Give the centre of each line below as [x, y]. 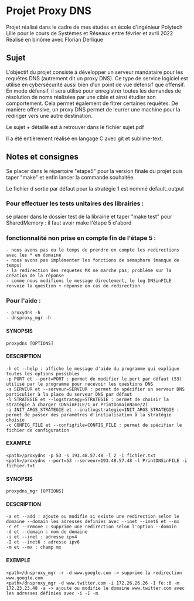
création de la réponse [35, 276]
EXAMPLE [18, 443]
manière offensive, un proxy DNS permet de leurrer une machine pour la [93, 109]
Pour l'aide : [23, 301]
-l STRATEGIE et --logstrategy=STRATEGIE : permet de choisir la [87, 399]
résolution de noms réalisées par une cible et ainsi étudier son [81, 97]
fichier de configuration [38, 430]
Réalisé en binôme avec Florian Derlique [55, 39]
